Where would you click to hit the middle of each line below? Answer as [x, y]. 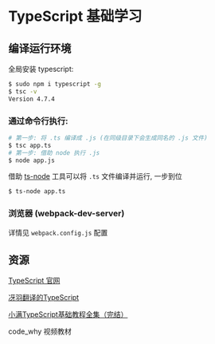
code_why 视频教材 [40, 331]
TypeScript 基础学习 [75, 16]
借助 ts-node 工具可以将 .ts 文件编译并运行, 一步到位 [95, 176]
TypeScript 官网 [34, 281]
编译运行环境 [40, 48]
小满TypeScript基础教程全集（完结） [68, 314]
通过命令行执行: [38, 121]
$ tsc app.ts [30, 145]
